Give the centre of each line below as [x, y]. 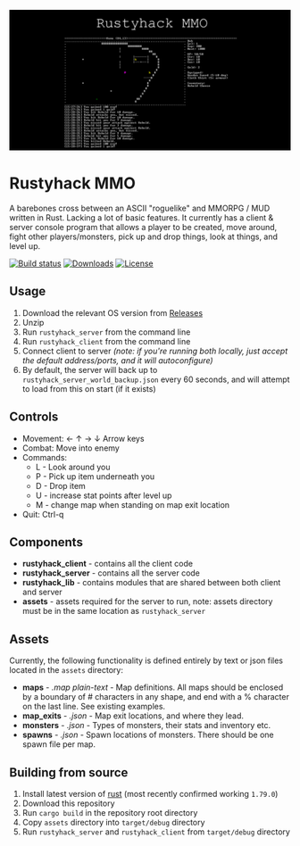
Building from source [69, 772]
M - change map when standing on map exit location [133, 504]
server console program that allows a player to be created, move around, [143, 227]
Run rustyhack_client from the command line [106, 341]
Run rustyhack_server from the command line [106, 332]
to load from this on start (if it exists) [89, 388]
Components [46, 542]
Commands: [45, 457]
